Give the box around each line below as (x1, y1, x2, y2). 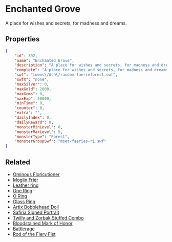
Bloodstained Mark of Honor (12, 220, 73, 226)
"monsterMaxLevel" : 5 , (14, 129, 63, 135)
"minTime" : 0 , (14, 101, 45, 106)
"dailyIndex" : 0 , (14, 115, 52, 120)
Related (5, 158, 31, 166)
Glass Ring (12, 198, 36, 205)
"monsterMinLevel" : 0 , (14, 124, 63, 129)
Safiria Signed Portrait (12, 209, 60, 215)
